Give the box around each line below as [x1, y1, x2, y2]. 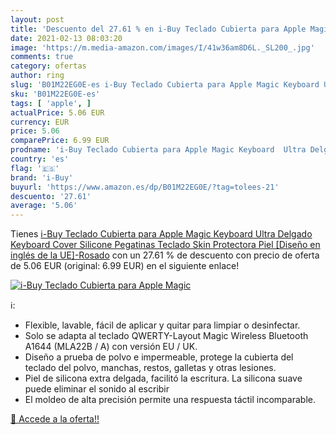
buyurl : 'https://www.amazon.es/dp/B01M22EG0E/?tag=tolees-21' [10, 182, 280, 192]
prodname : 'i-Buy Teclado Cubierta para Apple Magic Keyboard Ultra [10, 145, 307, 155]
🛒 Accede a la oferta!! [10, 413, 100, 425]
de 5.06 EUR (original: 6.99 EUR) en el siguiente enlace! [10, 260, 240, 272]
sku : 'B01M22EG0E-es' [10, 89, 101, 99]
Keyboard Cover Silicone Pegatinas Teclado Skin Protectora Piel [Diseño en [10, 239, 321, 251]
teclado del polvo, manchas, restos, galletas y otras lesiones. [24, 362, 277, 374]
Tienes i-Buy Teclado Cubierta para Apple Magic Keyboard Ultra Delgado [10, 228, 313, 240]
